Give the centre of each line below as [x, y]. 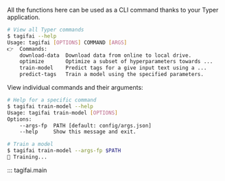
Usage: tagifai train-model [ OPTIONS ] [62, 112]
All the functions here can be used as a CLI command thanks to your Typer [113, 10]
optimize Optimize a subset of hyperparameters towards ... [116, 62]
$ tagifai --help [32, 36]
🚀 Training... [27, 157]
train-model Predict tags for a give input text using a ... [113, 68]
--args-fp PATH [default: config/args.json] [86, 125]
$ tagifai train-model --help [50, 106]
